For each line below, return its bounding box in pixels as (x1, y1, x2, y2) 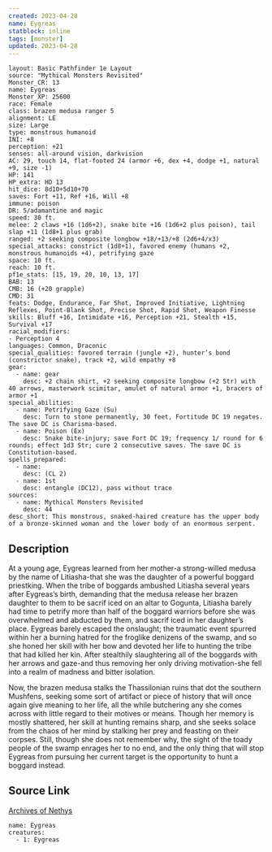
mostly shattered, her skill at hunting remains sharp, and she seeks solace (8, 717, 257, 727)
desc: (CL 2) (23, 470, 67, 478)
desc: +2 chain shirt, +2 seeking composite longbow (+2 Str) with (23, 377, 256, 386)
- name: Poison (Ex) (15, 428, 85, 436)
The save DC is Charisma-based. (8, 420, 118, 428)
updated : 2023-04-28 (8, 42, 79, 50)
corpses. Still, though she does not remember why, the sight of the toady (8, 734, 253, 744)
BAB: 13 (8, 278, 35, 286)
